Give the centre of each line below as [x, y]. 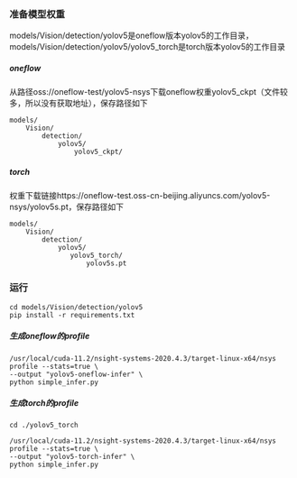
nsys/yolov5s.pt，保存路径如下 [67, 207]
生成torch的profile [44, 403]
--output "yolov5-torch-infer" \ [72, 457]
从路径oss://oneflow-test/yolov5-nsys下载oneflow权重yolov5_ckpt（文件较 [149, 92]
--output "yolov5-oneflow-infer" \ [76, 374]
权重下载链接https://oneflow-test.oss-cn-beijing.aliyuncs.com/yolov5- [140, 196]
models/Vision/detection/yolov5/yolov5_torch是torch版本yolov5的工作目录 [148, 47]
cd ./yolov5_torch [44, 426]
